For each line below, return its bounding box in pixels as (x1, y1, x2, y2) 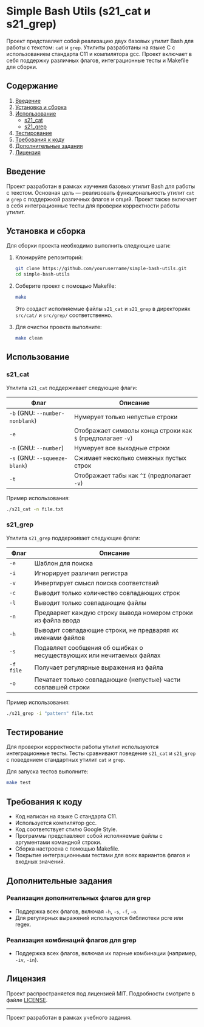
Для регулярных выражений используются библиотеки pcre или (15, 914, 183, 921)
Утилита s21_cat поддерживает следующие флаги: (6, 384, 138, 391)
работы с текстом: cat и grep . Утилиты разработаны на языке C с (6, 44, 175, 51)
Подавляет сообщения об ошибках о (34, 643, 144, 652)
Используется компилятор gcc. (15, 820, 97, 827)
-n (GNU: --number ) (9, 444, 64, 452)
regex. (15, 921, 32, 928)
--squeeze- (36, 454, 68, 462)
